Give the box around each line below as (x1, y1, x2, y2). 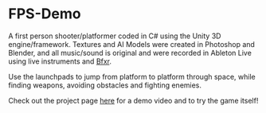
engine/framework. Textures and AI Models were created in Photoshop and (8, 39, 255, 49)
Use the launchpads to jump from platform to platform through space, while (8, 72, 256, 81)
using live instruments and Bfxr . (8, 56, 112, 66)
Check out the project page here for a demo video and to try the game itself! (8, 95, 259, 105)
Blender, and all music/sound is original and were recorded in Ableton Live (8, 48, 252, 57)
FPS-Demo (8, 5, 81, 23)
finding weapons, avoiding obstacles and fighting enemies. (8, 80, 201, 90)
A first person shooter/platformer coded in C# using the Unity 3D (8, 31, 221, 41)
